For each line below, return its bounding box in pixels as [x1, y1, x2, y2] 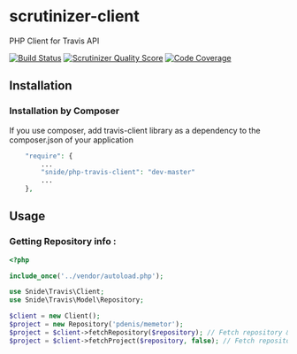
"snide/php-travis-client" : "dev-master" [41, 168, 196, 177]
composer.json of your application [9, 135, 134, 145]
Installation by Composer [9, 104, 120, 117]
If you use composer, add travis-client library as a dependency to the [9, 125, 261, 135]
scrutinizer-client [9, 6, 140, 27]
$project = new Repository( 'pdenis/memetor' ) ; [9, 320, 184, 329]
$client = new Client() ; [9, 312, 101, 320]
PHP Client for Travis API [9, 35, 100, 46]
